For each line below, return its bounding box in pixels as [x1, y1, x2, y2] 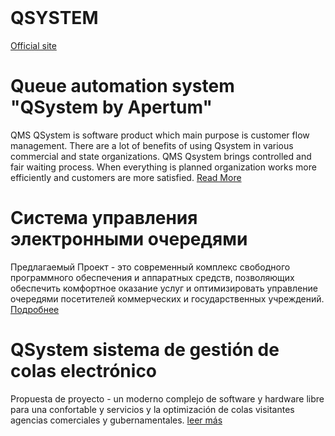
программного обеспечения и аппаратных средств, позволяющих [10, 271, 295, 283]
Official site [10, 39, 57, 51]
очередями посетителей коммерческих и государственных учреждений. [10, 292, 325, 305]
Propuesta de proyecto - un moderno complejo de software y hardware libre [10, 392, 325, 405]
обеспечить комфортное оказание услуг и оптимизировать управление [10, 282, 318, 294]
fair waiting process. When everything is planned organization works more [10, 161, 317, 173]
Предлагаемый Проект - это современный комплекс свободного [10, 261, 291, 273]
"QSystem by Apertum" [10, 96, 213, 119]
